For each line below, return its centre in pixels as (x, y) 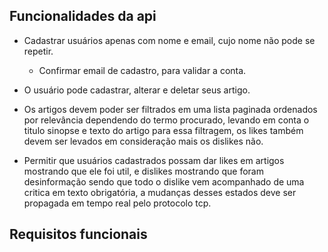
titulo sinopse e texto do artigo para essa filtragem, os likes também (163, 130)
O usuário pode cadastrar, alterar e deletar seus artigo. (137, 90)
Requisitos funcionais (78, 234)
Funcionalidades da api (83, 16)
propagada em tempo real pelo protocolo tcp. (117, 203)
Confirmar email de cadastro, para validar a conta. (142, 70)
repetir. (38, 51)
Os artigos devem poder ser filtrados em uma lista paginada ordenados (170, 109)
